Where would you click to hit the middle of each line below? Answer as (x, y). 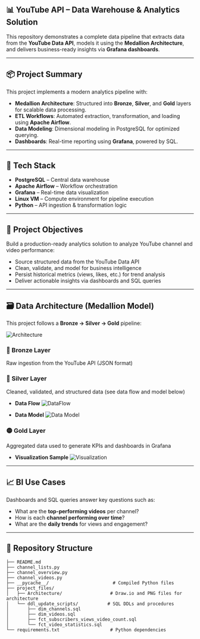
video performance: (30, 250)
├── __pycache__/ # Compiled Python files (90, 583)
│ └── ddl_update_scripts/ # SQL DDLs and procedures (90, 604)
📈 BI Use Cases (36, 483)
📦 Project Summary (44, 74)
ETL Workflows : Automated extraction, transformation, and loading (97, 116)
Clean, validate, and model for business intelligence (78, 268)
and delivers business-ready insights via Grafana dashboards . (83, 49)
